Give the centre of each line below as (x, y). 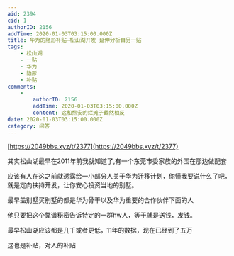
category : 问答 (29, 126)
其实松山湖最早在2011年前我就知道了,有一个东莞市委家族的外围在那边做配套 (117, 161)
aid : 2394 (22, 14)
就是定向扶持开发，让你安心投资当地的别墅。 (73, 184)
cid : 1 (17, 21)
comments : (22, 87)
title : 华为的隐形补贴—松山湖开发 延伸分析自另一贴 (74, 40)
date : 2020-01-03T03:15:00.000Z (55, 119)
